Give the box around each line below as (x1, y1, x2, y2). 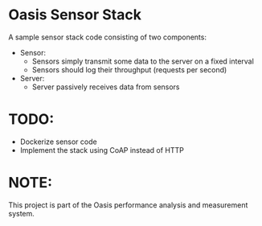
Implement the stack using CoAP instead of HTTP (19, 145, 185, 154)
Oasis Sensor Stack (8, 6, 142, 24)
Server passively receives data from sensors (31, 82, 180, 92)
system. (8, 208, 35, 218)
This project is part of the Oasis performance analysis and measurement (8, 199, 248, 210)
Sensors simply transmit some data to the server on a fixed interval (31, 56, 255, 66)
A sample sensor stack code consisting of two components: (8, 32, 207, 42)
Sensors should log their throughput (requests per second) (31, 64, 227, 74)
